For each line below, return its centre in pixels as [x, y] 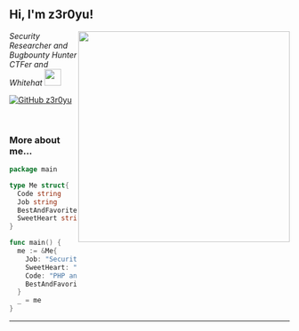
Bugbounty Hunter [43, 55]
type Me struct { [39, 185]
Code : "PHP [45, 276]
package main [33, 169]
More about [35, 139]
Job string [37, 202]
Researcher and [39, 45]
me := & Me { [37, 251]
